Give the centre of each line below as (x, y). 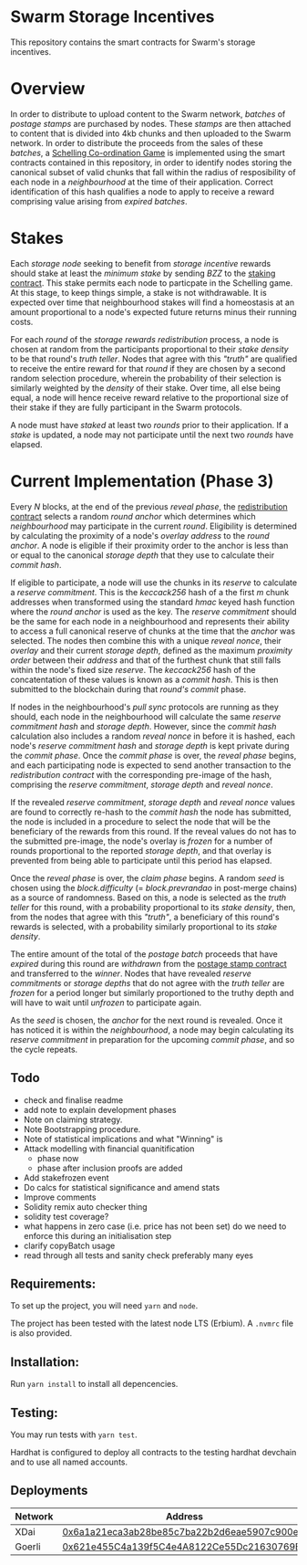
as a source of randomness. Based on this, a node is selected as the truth (148, 898)
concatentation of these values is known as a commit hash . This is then (144, 679)
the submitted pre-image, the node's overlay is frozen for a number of (142, 841)
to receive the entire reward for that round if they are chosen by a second (148, 368)
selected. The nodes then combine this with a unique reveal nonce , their (146, 640)
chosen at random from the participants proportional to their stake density (150, 349)
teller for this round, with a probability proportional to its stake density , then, (153, 907)
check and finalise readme (73, 1100)
